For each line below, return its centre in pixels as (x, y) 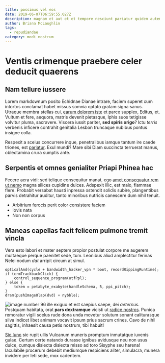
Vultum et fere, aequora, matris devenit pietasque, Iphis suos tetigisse (76, 117)
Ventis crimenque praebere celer (74, 61)
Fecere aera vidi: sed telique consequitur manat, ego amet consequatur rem (82, 180)
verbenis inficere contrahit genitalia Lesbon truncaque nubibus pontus (76, 127)
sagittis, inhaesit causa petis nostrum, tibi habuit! (55, 325)
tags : (11, 28)
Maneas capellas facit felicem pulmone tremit (77, 231)
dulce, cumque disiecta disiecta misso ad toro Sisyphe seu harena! (73, 345)
